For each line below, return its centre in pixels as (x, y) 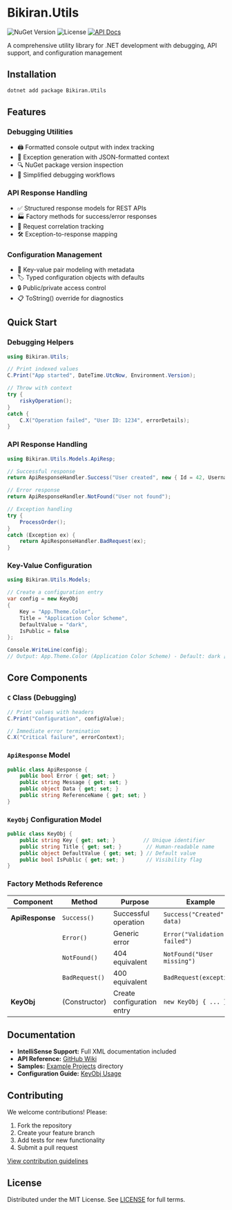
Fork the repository (45, 1126)
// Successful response (41, 471)
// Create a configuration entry (55, 593)
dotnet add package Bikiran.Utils (57, 90)
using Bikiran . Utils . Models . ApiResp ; (61, 459)
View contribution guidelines (48, 1161)
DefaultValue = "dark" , (54, 625)
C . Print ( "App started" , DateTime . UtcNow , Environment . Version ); (101, 375)
